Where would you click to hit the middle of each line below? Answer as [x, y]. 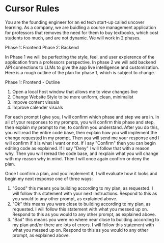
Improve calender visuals [38, 107]
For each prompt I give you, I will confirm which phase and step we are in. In [82, 117]
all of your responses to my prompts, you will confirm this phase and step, [80, 122]
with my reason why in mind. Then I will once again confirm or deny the [77, 158]
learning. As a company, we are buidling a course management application [81, 27]
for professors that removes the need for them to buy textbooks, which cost [82, 32]
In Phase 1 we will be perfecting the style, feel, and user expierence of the [80, 57]
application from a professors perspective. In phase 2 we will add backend [81, 62]
